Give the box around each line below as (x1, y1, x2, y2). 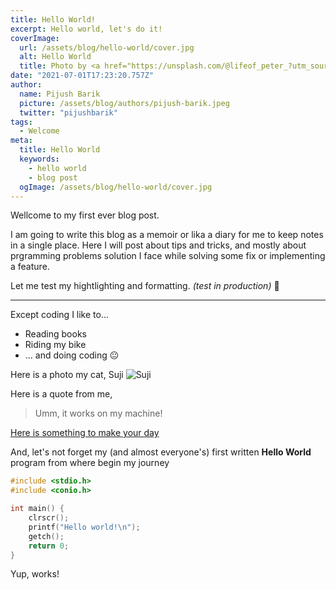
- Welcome (19, 126, 60, 136)
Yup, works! (10, 568, 60, 580)
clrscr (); (28, 513, 70, 523)
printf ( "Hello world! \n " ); (28, 522, 141, 532)
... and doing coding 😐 (24, 349, 120, 361)
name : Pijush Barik (19, 89, 101, 99)
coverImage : (10, 33, 60, 43)
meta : (10, 136, 33, 146)
